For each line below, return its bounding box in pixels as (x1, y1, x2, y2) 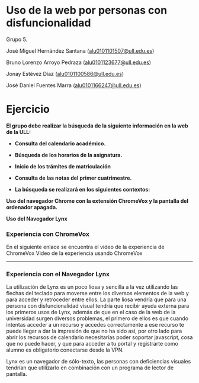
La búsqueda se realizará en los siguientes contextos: (14, 186, 150, 193)
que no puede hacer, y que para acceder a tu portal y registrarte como (6, 340, 179, 347)
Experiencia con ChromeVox (6, 229, 90, 238)
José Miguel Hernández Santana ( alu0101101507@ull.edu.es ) (6, 47, 155, 54)
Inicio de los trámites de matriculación (14, 162, 111, 170)
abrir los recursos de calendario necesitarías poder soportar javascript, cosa (6, 334, 193, 341)
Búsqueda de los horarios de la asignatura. (14, 151, 123, 158)
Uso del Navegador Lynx (6, 215, 68, 222)
